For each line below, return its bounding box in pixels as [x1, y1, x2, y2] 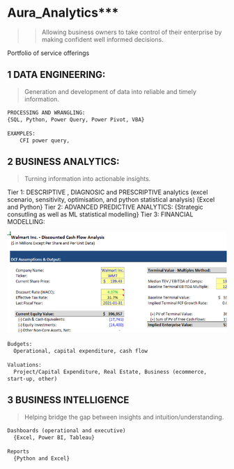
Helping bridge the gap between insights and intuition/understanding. [24, 413, 224, 421]
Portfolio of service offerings [7, 49, 90, 57]
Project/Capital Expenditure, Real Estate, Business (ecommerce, [13, 368, 208, 375]
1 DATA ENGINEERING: [7, 69, 106, 81]
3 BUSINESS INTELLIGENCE [7, 395, 130, 406]
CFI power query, [19, 137, 70, 144]
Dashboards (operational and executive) [7, 427, 127, 434]
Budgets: [7, 340, 33, 347]
